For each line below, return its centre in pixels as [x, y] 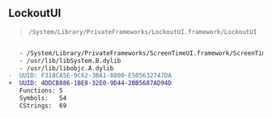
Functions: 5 [41, 91]
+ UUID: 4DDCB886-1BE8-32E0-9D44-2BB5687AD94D [90, 83]
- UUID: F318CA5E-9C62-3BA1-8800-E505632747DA [90, 76]
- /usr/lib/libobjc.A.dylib [66, 68]
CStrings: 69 [43, 105]
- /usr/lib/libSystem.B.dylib [70, 61]
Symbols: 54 [43, 99]
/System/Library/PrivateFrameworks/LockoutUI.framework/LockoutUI [142, 32]
